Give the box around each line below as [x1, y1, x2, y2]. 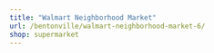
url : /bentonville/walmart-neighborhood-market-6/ [9, 22, 206, 31]
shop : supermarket [9, 30, 79, 39]
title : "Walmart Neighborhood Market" [9, 13, 157, 22]
